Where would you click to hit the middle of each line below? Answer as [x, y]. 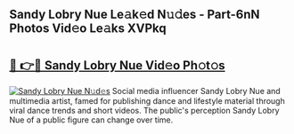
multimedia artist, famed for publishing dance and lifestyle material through [147, 101]
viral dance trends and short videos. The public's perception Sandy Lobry [144, 110]
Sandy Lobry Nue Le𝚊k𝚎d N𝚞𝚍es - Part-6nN [135, 15]
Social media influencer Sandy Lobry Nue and [196, 91]
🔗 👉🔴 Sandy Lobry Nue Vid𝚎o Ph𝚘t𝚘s [117, 65]
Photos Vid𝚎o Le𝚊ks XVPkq [88, 29]
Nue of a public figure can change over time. [91, 120]
